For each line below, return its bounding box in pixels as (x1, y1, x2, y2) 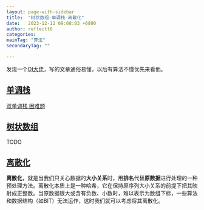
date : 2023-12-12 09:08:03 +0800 (6, 20, 97, 26)
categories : (6, 32, 36, 38)
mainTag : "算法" (6, 37, 46, 43)
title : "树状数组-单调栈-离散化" (6, 15, 84, 21)
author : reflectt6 (6, 25, 53, 32)
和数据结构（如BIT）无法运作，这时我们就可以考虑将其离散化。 (6, 197, 164, 205)
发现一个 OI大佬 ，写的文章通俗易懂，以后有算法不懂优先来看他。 (6, 65, 166, 73)
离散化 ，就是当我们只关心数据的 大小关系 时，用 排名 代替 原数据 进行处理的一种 (6, 174, 198, 182)
